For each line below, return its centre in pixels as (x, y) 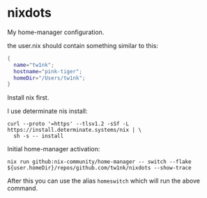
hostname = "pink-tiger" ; (48, 71)
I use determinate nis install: (47, 111)
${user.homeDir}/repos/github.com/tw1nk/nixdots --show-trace (99, 168)
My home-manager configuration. (56, 32)
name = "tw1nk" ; (34, 65)
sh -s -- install (39, 136)
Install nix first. (28, 98)
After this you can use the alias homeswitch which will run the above (104, 181)
